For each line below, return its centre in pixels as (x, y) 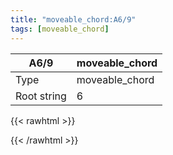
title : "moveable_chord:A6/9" (73, 19)
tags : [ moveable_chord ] (60, 29)
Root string (41, 96)
